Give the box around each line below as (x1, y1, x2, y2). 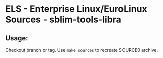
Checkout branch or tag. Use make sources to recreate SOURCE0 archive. (5, 47, 158, 53)
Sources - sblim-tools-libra (5, 14, 121, 25)
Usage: (5, 34, 29, 42)
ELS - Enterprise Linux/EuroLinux (5, 3, 148, 15)
